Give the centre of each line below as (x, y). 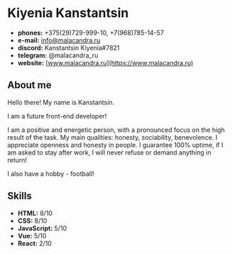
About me (29, 85)
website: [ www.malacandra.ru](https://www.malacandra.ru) (105, 62)
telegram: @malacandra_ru (58, 55)
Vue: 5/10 (32, 236)
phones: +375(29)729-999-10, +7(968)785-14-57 (91, 33)
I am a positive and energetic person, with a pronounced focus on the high (116, 130)
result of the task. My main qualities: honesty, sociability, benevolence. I (112, 137)
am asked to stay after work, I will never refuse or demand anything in (109, 152)
